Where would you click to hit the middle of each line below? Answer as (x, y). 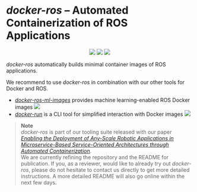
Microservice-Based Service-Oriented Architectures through (95, 144)
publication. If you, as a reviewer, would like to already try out (96, 163)
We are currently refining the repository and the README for (95, 157)
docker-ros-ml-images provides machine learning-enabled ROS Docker (102, 100)
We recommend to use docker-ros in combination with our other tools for (96, 82)
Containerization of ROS (67, 23)
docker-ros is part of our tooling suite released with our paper (96, 132)
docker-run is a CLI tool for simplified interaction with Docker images (99, 114)
